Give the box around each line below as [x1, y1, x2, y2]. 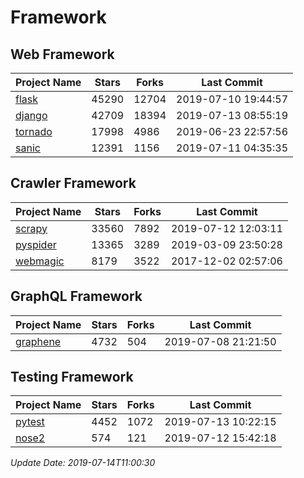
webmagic [15, 254, 65, 268]
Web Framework [10, 46, 115, 63]
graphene [15, 334, 62, 348]
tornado [15, 125, 53, 138]
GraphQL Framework [10, 288, 143, 305]
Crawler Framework [10, 175, 137, 192]
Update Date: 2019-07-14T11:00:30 [10, 457, 156, 469]
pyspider [15, 237, 57, 251]
